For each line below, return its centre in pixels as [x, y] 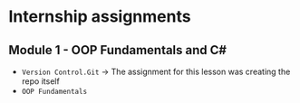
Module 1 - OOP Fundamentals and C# [118, 50]
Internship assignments [100, 17]
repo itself [40, 81]
